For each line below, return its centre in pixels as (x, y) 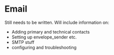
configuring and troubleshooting (44, 47)
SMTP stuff (23, 42)
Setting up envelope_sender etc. (44, 37)
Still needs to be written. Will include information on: (57, 22)
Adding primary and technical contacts (51, 32)
